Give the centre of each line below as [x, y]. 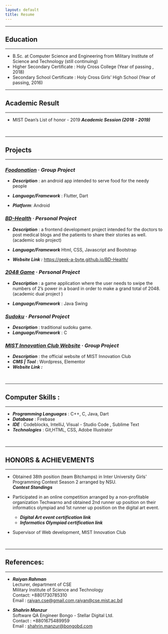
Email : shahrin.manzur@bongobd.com [52, 626]
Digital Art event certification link [55, 517]
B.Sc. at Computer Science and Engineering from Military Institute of [83, 56]
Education [21, 39]
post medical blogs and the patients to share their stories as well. [79, 234]
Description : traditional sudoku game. [52, 327]
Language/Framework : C [40, 332]
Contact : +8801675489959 [41, 620]
